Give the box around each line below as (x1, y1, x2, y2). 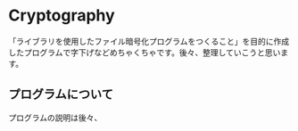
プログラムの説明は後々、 (8, 112, 103, 123)
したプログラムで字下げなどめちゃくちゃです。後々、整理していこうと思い (8, 46, 281, 58)
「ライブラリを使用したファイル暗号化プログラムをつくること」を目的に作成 (8, 36, 290, 46)
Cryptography (8, 5, 115, 26)
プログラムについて (8, 86, 113, 102)
